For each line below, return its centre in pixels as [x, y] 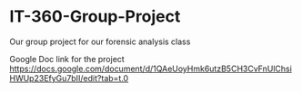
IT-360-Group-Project [95, 17]
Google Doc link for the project [67, 59]
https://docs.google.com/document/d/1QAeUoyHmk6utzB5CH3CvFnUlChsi [151, 69]
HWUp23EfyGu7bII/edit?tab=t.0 [69, 78]
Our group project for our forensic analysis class [100, 41]
